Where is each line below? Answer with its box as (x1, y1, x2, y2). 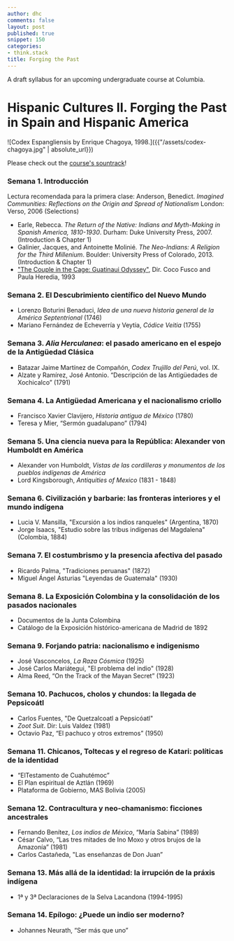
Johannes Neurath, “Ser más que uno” (17, 926, 129, 934)
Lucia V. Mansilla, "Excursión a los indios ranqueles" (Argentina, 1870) (17, 518, 219, 526)
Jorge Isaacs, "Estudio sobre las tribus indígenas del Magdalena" (17, 526, 205, 534)
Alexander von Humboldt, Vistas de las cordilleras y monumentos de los (17, 461, 226, 469)
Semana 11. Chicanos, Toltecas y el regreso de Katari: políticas (7, 746, 224, 756)
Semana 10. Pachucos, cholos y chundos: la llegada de (7, 689, 197, 699)
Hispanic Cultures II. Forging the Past (7, 99, 227, 116)
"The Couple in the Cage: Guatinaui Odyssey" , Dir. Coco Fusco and (17, 265, 211, 273)
